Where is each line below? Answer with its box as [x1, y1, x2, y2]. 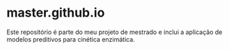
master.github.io [6, 5, 105, 21]
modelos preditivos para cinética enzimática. [6, 35, 135, 43]
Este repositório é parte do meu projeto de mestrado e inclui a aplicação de [6, 28, 223, 36]
